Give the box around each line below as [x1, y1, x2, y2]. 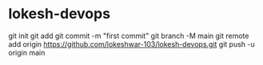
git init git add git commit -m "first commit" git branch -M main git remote [8, 31, 249, 40]
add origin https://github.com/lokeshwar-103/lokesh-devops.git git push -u [8, 39, 255, 48]
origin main [8, 48, 46, 57]
